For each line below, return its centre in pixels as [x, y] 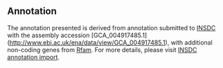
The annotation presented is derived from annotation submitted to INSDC [111, 27]
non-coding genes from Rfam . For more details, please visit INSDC [102, 49]
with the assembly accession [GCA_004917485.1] [77, 35]
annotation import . [34, 57]
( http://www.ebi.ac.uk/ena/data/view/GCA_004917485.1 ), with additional [110, 42]
